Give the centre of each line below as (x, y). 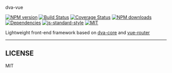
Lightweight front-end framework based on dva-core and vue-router (78, 32)
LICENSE (20, 53)
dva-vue (14, 7)
